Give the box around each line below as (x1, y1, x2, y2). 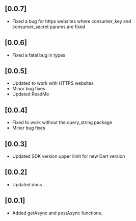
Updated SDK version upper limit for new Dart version (12, 153, 125, 159)
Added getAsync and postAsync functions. (12, 210, 103, 216)
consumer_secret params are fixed (12, 23, 86, 30)
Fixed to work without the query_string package (12, 119, 113, 126)
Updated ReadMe (12, 91, 49, 97)
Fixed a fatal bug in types (12, 52, 66, 58)
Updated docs (12, 181, 42, 187)
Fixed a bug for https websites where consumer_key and (12, 18, 131, 24)
